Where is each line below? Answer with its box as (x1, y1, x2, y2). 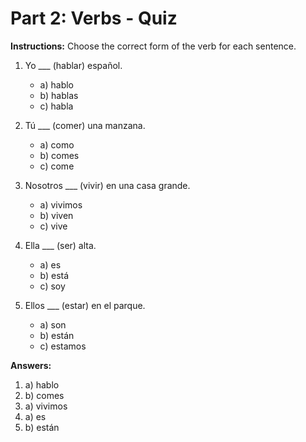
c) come (39, 160, 75, 172)
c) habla (39, 100, 74, 112)
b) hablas (39, 89, 79, 101)
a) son (39, 318, 67, 331)
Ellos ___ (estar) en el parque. (24, 299, 146, 311)
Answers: (10, 359, 52, 371)
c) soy (39, 280, 66, 292)
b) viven (39, 209, 74, 221)
